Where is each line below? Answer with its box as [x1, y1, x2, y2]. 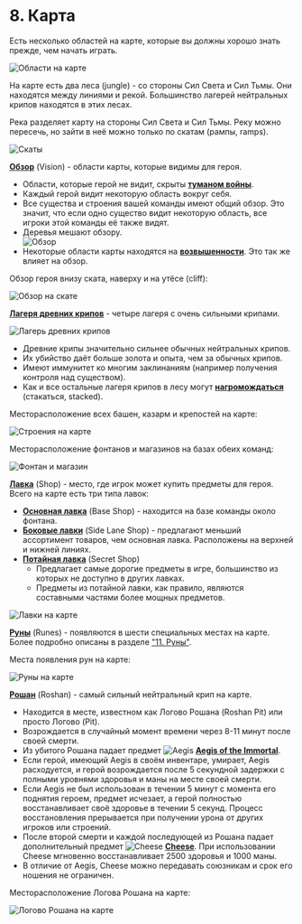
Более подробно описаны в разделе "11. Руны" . [9, 636, 192, 647]
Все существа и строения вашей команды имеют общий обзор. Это [22, 198, 285, 209]
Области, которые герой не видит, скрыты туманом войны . [22, 178, 254, 190]
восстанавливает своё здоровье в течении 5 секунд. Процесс [22, 802, 263, 813]
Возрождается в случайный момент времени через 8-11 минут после [22, 725, 291, 736]
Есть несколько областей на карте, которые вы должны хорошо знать [9, 35, 281, 46]
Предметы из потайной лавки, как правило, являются [35, 582, 244, 593]
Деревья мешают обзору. [22, 227, 123, 238]
